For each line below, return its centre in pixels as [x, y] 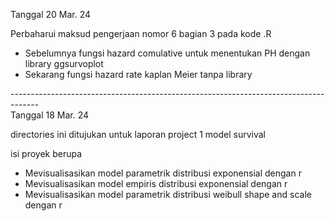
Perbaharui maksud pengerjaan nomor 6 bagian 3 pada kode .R [141, 33]
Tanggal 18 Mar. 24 [50, 115]
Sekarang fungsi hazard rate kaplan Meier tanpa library [138, 74]
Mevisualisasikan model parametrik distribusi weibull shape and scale [168, 194]
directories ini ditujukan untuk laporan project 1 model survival [138, 134]
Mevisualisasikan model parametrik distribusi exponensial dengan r [163, 173]
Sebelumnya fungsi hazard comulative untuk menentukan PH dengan [167, 53]
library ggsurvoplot [64, 63]
